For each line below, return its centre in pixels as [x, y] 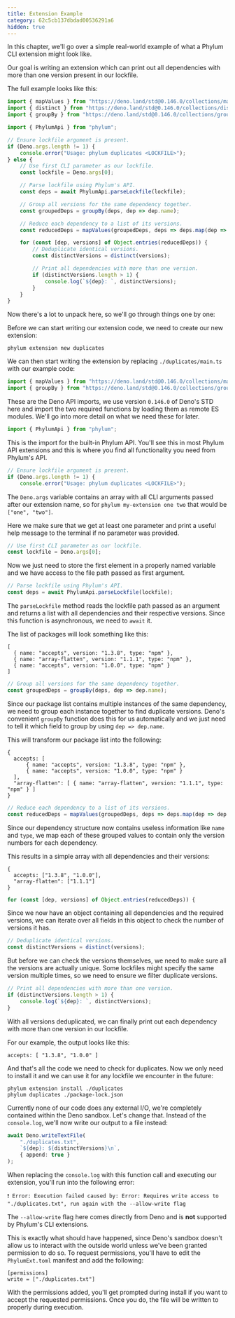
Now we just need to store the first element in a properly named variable [112, 566]
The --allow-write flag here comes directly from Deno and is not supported [117, 1217]
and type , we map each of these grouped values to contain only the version [116, 835]
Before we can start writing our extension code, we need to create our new [115, 328]
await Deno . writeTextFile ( [47, 1135]
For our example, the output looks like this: [69, 1042]
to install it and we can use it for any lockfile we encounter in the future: [111, 1075]
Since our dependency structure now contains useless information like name [116, 827]
